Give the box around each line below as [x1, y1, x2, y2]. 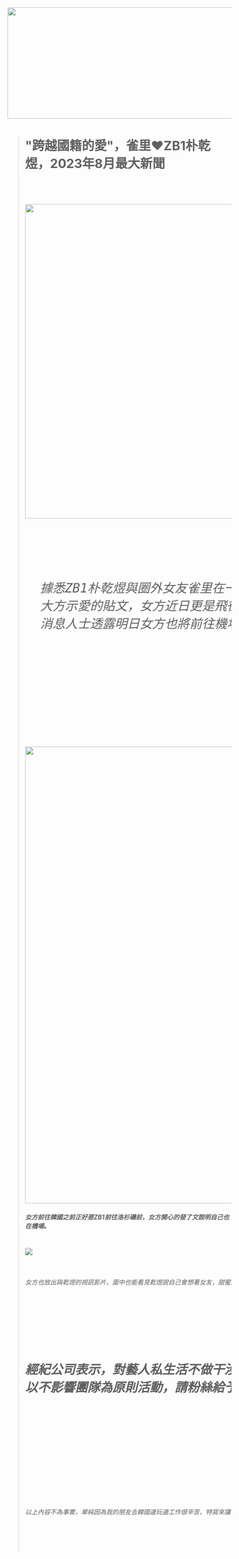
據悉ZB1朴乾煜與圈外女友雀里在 [40, 580, 225, 596]
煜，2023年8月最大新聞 [24, 156, 166, 172]
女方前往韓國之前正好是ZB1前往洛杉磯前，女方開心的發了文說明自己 [24, 1213, 223, 1221]
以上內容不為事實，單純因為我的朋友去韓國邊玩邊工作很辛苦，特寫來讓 [24, 1508, 231, 1516]
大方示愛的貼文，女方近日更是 [40, 598, 215, 613]
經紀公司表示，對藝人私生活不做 [24, 1362, 212, 1378]
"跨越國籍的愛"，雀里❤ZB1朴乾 [24, 138, 211, 154]
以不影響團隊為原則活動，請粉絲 [24, 1380, 212, 1396]
